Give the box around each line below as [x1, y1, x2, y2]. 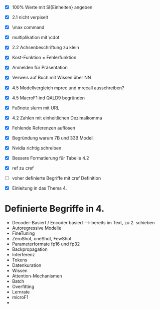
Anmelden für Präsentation [12, 65, 68, 71]
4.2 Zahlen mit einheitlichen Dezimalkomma [12, 115, 102, 121]
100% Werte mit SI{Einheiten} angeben [12, 5, 93, 10]
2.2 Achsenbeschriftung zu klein [12, 45, 79, 51]
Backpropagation [12, 246, 48, 252]
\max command [12, 25, 45, 31]
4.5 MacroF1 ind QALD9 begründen [12, 95, 85, 101]
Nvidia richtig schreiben [12, 145, 62, 151]
